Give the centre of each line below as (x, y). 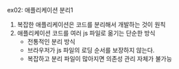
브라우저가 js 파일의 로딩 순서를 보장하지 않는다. (91, 50)
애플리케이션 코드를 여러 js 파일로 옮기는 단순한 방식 (86, 33)
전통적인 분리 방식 (51, 42)
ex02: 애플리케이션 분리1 (40, 10)
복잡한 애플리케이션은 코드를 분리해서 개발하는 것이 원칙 (91, 25)
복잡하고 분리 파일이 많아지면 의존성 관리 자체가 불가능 (100, 59)
